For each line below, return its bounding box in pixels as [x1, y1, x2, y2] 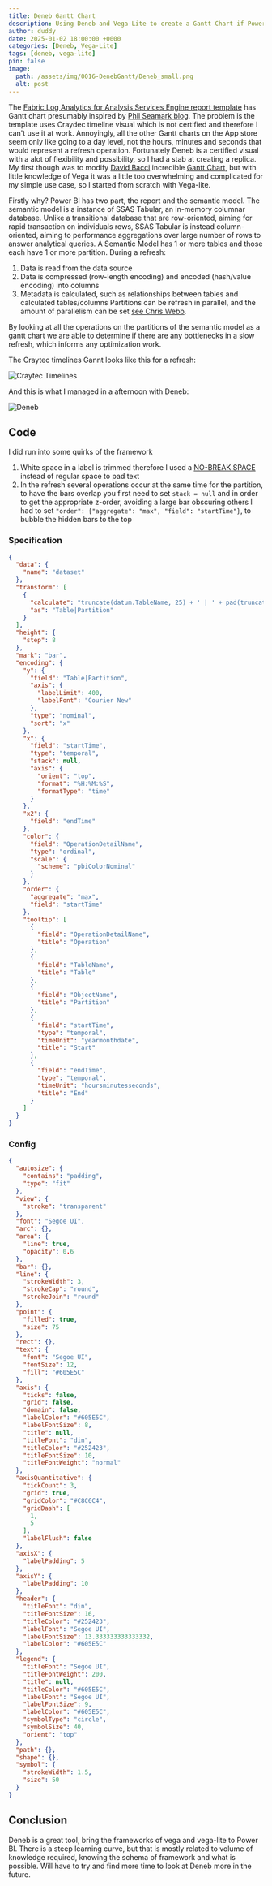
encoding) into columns [19, 280, 100, 290]
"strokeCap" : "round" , [23, 1285, 100, 1293]
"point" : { [15, 1308, 53, 1316]
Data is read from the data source [19, 263, 133, 273]
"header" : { [15, 1595, 57, 1603]
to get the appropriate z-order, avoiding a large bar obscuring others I [19, 497, 253, 507]
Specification [8, 535, 62, 546]
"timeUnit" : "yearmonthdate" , [37, 1036, 139, 1044]
